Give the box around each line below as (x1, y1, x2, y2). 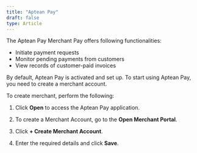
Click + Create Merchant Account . (15, 128, 103, 135)
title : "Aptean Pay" (6, 9, 59, 15)
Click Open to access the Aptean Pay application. (15, 104, 140, 111)
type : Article (6, 20, 43, 26)
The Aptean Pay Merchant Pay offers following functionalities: (6, 37, 162, 45)
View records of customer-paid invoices (15, 62, 116, 69)
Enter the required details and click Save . (15, 140, 119, 147)
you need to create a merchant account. (6, 80, 107, 88)
